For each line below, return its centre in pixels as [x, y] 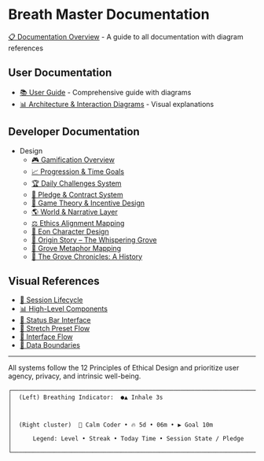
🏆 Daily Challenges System [76, 183]
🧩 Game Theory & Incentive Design [88, 203]
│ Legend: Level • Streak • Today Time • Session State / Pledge [126, 439]
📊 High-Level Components [64, 309]
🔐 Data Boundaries [50, 345]
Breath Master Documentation [109, 15]
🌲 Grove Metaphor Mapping [76, 248]
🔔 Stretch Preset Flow [55, 329]
